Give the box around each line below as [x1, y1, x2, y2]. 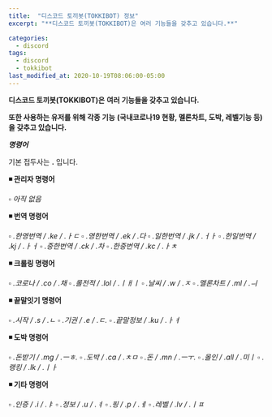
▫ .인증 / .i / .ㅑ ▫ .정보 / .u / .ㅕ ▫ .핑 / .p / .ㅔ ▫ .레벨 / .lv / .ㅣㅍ [8, 399, 205, 409]
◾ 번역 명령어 [8, 211, 49, 221]
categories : [8, 34, 49, 42]
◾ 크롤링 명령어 [8, 258, 55, 268]
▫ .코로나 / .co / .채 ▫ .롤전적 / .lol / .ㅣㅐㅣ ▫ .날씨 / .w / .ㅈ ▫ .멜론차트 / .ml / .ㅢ [8, 277, 257, 288]
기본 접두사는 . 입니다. [8, 157, 79, 166]
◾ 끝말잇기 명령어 [8, 295, 63, 305]
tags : [8, 49, 27, 58]
